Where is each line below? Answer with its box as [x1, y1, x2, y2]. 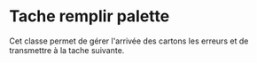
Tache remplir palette [9, 6, 170, 27]
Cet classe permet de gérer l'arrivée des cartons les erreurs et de [9, 35, 249, 46]
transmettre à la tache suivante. [9, 44, 125, 55]
